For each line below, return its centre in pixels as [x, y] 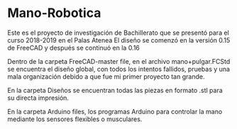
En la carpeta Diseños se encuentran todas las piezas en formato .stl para [115, 90]
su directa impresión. [38, 98]
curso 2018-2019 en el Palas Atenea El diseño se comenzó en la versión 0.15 [119, 40]
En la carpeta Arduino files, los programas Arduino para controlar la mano [115, 111]
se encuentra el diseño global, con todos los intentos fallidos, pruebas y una [119, 69]
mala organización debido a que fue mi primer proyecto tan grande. [106, 77]
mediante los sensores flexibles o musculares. [75, 119]
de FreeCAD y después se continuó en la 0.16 [74, 47]
